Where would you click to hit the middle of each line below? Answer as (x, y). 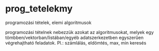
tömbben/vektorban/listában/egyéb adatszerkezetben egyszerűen (74, 37)
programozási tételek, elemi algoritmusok (48, 22)
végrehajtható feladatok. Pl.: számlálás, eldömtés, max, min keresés (76, 42)
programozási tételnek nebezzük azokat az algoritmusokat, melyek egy (79, 32)
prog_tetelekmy (39, 9)
